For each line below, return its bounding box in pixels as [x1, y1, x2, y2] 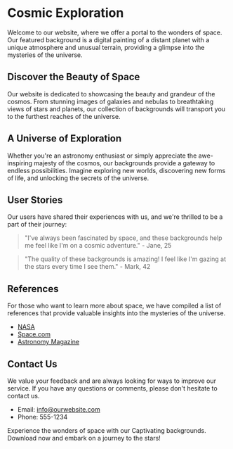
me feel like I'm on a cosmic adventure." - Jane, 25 [24, 241, 172, 250]
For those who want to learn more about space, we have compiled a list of [7, 301, 222, 310]
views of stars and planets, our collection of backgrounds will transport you [7, 104, 226, 113]
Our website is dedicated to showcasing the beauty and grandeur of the [7, 89, 215, 98]
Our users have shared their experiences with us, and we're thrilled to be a [7, 213, 223, 221]
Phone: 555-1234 [17, 413, 68, 421]
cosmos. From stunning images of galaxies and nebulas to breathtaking [7, 97, 214, 106]
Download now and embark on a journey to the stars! [7, 434, 161, 442]
